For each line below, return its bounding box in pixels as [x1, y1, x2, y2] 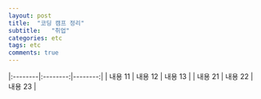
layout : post [8, 11, 52, 20]
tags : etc [8, 42, 42, 49]
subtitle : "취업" [8, 26, 70, 34]
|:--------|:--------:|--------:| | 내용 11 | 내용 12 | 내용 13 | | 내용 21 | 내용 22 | [8, 72, 254, 81]
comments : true [8, 49, 59, 57]
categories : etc [8, 34, 62, 42]
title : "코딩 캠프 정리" [8, 19, 85, 27]
